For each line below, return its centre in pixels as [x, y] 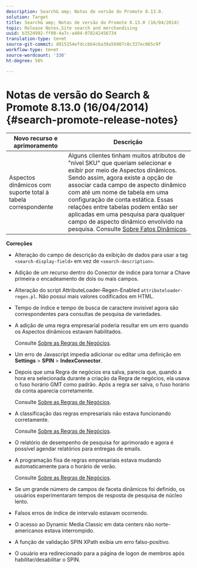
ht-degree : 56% [25, 61]
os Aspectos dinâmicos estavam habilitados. [68, 332]
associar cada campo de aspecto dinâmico [127, 185]
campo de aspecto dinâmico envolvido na [126, 222]
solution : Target [27, 17]
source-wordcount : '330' [36, 55]
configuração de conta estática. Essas [121, 200]
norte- [163, 525]
